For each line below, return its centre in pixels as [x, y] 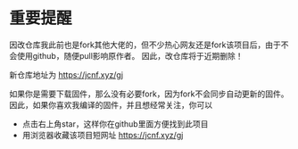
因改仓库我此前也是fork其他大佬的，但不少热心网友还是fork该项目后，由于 [145, 45]
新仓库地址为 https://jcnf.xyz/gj [66, 74]
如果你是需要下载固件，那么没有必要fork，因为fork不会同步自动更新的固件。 [149, 94]
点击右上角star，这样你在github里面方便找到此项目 [115, 124]
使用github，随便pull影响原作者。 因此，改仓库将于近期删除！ [130, 55]
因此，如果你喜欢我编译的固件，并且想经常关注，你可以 [111, 104]
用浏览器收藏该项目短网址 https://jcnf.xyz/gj [103, 135]
